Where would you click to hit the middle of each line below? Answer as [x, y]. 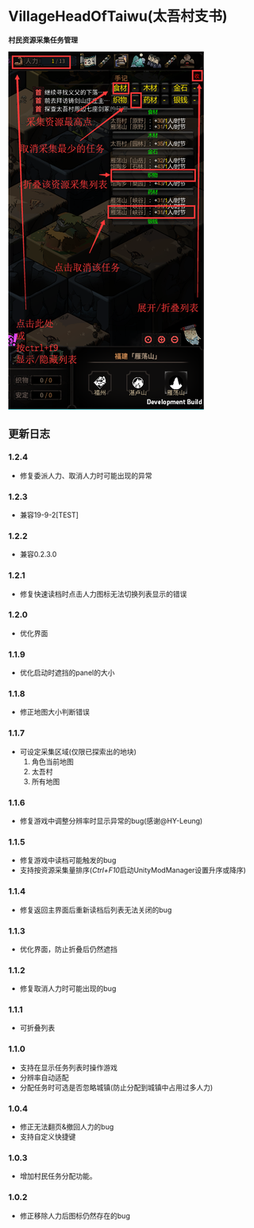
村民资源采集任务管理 [43, 40]
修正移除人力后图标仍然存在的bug [75, 1215]
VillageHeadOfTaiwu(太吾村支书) [118, 16]
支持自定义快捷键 [48, 1137]
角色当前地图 [52, 762]
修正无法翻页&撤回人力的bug [67, 1127]
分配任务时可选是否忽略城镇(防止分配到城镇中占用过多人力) [116, 1087]
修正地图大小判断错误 [54, 712]
